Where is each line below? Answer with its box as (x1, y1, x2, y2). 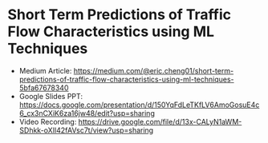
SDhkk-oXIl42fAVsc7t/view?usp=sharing (18, 125, 154, 135)
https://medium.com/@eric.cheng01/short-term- (73, 66, 234, 75)
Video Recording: (18, 117, 77, 126)
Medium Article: (18, 66, 72, 75)
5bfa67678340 (18, 82, 69, 93)
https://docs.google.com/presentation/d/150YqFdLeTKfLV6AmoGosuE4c (18, 100, 260, 109)
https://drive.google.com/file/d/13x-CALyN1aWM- (78, 117, 242, 126)
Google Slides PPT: (18, 91, 83, 101)
